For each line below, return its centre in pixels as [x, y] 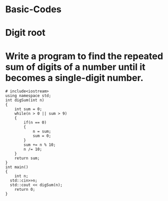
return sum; [27, 158]
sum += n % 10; [40, 145]
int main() [17, 167]
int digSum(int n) [25, 100]
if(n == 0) [35, 123]
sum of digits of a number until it [75, 67]
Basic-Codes [33, 9]
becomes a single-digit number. [75, 78]
